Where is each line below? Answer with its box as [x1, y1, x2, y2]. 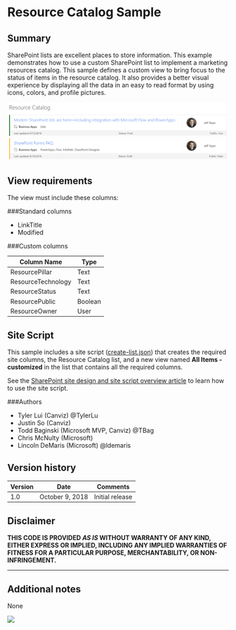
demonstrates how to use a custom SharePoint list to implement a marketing [7, 58, 228, 67]
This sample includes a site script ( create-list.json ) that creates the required [7, 348, 227, 356]
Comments [96, 482, 130, 491]
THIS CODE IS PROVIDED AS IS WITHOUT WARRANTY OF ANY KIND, [7, 534, 211, 542]
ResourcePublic [10, 297, 56, 305]
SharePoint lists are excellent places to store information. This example [7, 51, 213, 59]
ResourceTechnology [10, 277, 72, 286]
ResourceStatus [10, 287, 56, 296]
